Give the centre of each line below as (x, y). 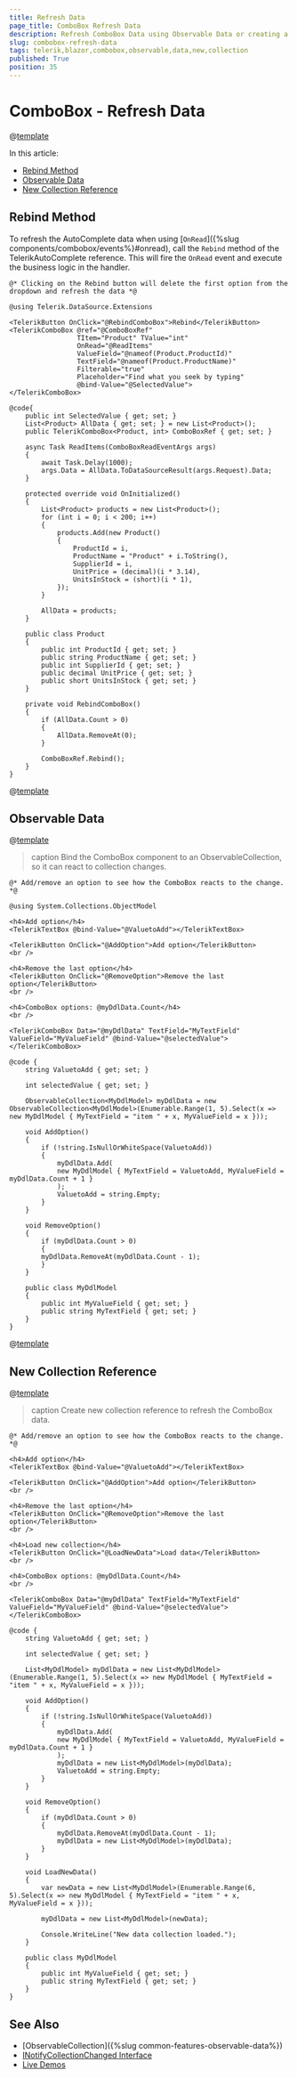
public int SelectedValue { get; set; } (101, 416)
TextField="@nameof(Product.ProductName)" (157, 361)
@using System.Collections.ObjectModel (83, 906)
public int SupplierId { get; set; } (111, 665)
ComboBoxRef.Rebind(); (83, 759)
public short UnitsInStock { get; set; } (119, 681)
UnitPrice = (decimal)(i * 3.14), (136, 572)
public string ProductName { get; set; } (119, 657)
